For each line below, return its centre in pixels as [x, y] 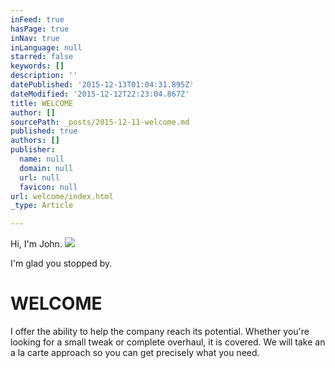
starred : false [42, 57]
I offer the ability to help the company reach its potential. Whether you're [160, 332]
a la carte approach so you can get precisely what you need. [135, 353]
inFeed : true [37, 19]
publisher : [33, 150]
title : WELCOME [42, 103]
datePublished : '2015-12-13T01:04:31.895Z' [102, 85]
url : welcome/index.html [62, 196]
